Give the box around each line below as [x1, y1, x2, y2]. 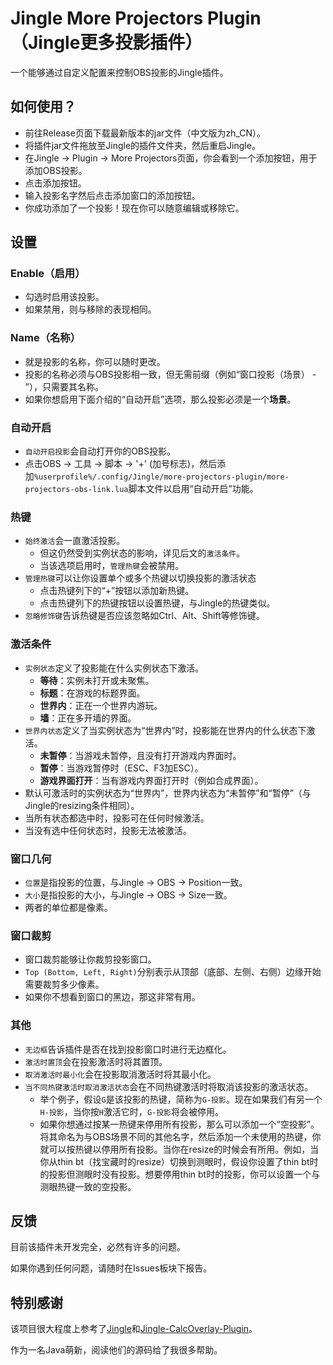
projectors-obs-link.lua [24, 485, 129, 495]
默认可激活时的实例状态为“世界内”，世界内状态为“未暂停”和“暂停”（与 [24, 787, 312, 799]
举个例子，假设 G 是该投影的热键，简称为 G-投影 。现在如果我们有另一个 [39, 1093, 323, 1105]
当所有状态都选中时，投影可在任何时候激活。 [24, 812, 210, 824]
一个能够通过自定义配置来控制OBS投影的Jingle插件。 [10, 66, 229, 78]
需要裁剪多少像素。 [24, 978, 105, 991]
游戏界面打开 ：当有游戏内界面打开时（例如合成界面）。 [39, 774, 264, 786]
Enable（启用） [10, 267, 86, 281]
